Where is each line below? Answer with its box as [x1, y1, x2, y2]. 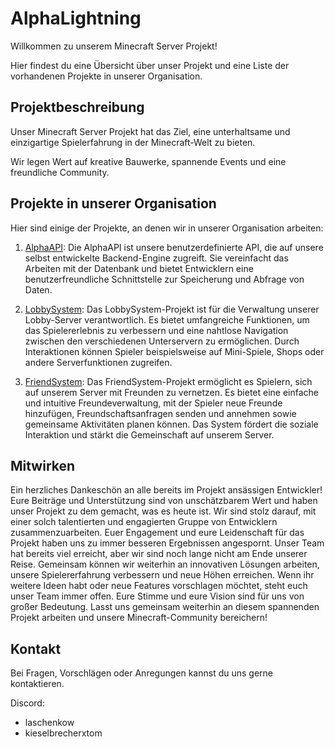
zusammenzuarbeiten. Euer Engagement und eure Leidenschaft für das [10, 527, 305, 539]
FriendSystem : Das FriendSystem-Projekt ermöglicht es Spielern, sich [24, 375, 313, 387]
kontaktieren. [10, 678, 65, 690]
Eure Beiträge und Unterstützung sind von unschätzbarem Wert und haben [10, 495, 318, 507]
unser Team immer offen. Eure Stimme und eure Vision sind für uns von [10, 590, 305, 602]
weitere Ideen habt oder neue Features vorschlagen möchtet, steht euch [10, 580, 308, 592]
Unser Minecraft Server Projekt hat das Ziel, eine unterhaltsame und [10, 125, 291, 137]
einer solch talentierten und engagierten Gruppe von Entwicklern [10, 516, 278, 528]
